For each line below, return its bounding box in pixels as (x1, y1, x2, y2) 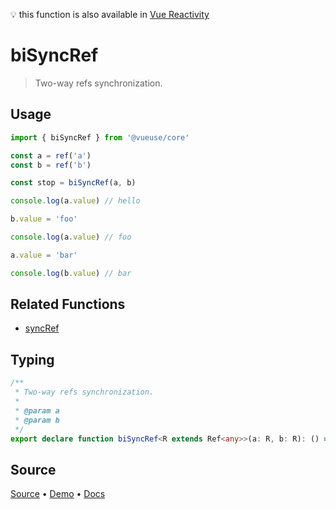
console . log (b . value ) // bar (10, 268, 132, 278)
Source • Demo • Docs (10, 488, 106, 500)
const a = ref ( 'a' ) (10, 150, 92, 161)
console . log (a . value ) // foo (10, 232, 132, 242)
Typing (10, 351, 55, 368)
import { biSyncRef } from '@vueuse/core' (10, 132, 190, 143)
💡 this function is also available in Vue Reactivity (10, 9, 210, 20)
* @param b (14, 415, 60, 425)
